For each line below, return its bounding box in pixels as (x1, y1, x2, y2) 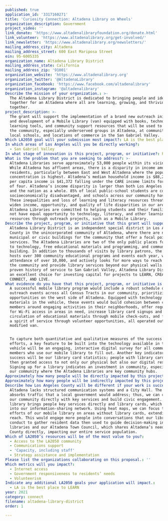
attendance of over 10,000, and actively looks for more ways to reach (9, 258, 162, 263)
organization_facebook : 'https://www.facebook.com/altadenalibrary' (5, 81, 151, 86)
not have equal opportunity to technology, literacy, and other (9, 212, 146, 217)
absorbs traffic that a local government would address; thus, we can (9, 392, 160, 397)
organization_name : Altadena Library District (5, 58, 104, 63)
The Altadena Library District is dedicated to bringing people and (9, 95, 155, 100)
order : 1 (5, 504, 23, 509)
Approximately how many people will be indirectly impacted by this (5, 378, 151, 384)
